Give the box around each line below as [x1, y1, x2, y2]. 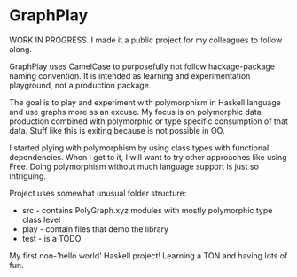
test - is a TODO [21, 233, 82, 243]
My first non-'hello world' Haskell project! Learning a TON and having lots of [9, 250, 288, 261]
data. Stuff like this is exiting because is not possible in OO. [9, 125, 225, 135]
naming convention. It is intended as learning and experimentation [9, 70, 251, 81]
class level [21, 214, 61, 225]
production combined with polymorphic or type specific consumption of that [9, 116, 288, 127]
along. [9, 43, 33, 54]
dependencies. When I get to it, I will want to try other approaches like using [9, 151, 287, 162]
